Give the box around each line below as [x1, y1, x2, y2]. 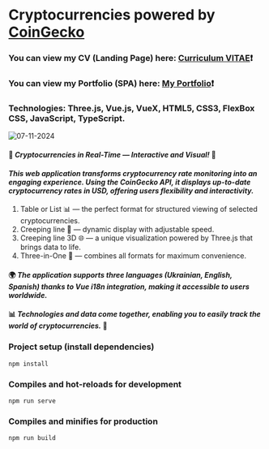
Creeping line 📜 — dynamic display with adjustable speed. [19, 225, 215, 235]
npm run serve [8, 396, 57, 405]
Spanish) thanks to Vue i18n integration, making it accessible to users [8, 282, 250, 291]
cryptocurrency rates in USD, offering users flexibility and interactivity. [8, 185, 254, 196]
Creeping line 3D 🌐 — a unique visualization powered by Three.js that [19, 233, 254, 243]
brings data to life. [19, 242, 81, 253]
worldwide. [8, 290, 48, 300]
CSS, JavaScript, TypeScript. [8, 112, 126, 123]
